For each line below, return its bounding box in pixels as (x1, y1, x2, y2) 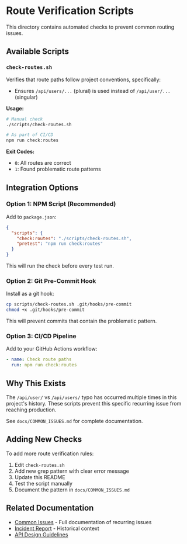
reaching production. (6, 406, 57, 413)
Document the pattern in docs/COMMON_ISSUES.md (14, 486, 130, 493)
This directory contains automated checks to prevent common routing (6, 23, 175, 30)
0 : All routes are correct (14, 160, 71, 167)
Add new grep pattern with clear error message (14, 467, 130, 474)
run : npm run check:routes (11, 362, 77, 368)
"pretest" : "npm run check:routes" (16, 241, 103, 247)
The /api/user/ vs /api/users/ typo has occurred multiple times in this (6, 393, 177, 401)
